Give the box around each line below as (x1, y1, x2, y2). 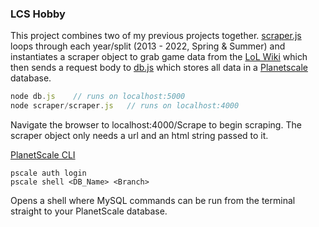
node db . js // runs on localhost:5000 (10, 92, 186, 102)
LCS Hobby (10, 7, 66, 21)
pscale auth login (10, 168, 87, 179)
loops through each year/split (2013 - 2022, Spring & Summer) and (10, 40, 286, 52)
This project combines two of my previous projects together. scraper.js (10, 30, 302, 42)
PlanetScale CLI (10, 149, 76, 161)
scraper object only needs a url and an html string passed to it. (10, 130, 269, 142)
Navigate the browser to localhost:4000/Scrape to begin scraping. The (10, 119, 302, 131)
